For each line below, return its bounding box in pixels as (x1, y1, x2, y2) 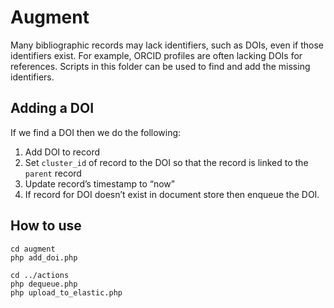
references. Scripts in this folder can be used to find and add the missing (10, 60, 311, 72)
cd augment (10, 244, 56, 254)
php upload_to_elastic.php (10, 287, 123, 298)
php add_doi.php (10, 252, 78, 263)
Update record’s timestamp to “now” (24, 177, 175, 190)
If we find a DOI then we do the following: (10, 126, 182, 138)
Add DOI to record (24, 146, 101, 158)
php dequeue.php (10, 279, 78, 289)
